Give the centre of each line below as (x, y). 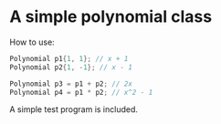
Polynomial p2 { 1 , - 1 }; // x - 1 (71, 67)
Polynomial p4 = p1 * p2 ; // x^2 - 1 (81, 92)
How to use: (32, 42)
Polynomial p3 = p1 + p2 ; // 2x (71, 84)
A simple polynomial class (111, 17)
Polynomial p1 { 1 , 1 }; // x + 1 (69, 58)
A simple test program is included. (74, 109)
